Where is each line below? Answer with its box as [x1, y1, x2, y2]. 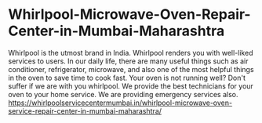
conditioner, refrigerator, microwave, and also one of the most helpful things [8, 64, 254, 74]
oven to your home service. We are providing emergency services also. [8, 89, 238, 99]
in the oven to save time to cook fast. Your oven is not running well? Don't [8, 73, 246, 82]
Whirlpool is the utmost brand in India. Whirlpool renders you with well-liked [8, 48, 253, 57]
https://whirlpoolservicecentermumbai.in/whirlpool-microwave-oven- [8, 98, 233, 107]
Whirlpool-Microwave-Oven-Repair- [8, 5, 251, 24]
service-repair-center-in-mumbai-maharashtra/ [8, 106, 162, 115]
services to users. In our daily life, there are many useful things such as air [8, 56, 249, 66]
